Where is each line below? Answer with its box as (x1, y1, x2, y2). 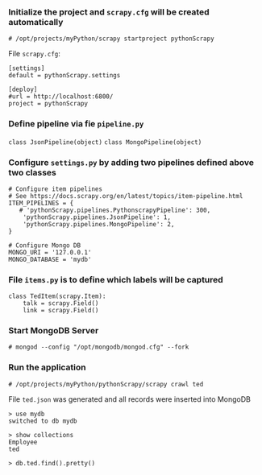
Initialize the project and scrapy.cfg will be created (8, 6, 210, 18)
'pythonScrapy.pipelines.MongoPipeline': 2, (23, 220, 175, 228)
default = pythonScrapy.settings (8, 72, 121, 80)
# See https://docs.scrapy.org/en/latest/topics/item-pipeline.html (8, 192, 243, 200)
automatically (8, 16, 64, 27)
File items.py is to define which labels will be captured (8, 274, 223, 285)
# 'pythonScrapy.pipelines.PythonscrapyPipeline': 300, (19, 206, 211, 214)
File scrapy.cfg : (8, 49, 60, 59)
